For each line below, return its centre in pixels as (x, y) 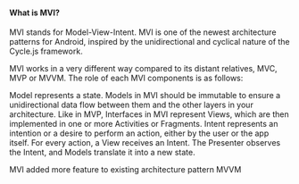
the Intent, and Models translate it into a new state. (102, 153)
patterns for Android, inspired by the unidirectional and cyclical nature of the (149, 42)
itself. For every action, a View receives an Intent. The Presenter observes (145, 143)
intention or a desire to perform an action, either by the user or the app (139, 133)
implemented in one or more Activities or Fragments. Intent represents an (144, 124)
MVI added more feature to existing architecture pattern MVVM (125, 170)
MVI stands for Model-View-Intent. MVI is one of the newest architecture (143, 32)
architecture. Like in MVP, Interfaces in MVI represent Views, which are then (149, 114)
